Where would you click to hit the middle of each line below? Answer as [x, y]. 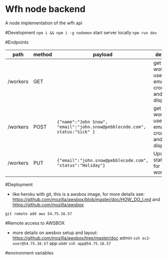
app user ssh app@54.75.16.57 [80, 243]
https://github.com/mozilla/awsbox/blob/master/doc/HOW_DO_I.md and [86, 199]
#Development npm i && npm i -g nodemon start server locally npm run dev [81, 32]
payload [103, 54]
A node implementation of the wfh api [44, 23]
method [42, 54]
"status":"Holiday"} [81, 165]
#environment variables [29, 253]
